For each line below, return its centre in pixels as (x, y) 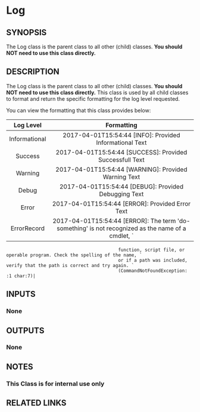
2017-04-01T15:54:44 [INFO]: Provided (121, 135)
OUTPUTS (25, 331)
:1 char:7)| (21, 276)
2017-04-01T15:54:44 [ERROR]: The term (114, 221)
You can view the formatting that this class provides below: (79, 110)
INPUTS (21, 294)
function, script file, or (151, 250)
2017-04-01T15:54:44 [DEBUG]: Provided (121, 187)
